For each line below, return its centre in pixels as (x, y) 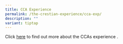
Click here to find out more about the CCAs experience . (62, 37)
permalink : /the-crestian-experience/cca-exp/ (53, 14)
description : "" (22, 18)
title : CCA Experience (28, 9)
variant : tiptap (22, 23)
